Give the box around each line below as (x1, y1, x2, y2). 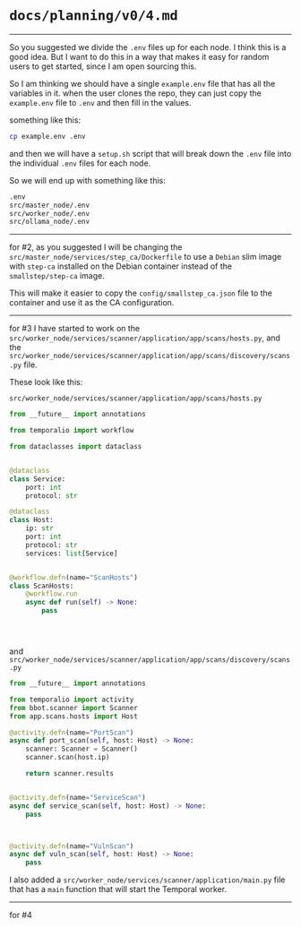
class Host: (9, 516, 54, 525)
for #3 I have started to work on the (9, 323, 141, 334)
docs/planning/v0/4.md (9, 7, 178, 24)
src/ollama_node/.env (9, 218, 90, 227)
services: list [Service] (25, 549, 118, 558)
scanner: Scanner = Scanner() (25, 744, 139, 754)
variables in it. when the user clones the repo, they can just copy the (9, 88, 262, 99)
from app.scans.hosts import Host (9, 711, 139, 721)
